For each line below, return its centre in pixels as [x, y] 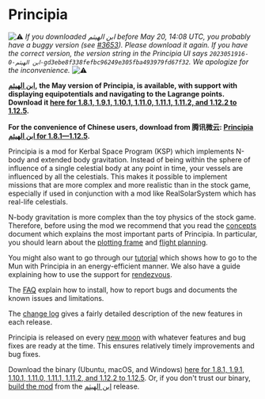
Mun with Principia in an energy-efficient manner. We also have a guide [125, 266]
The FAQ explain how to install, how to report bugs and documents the [123, 290]
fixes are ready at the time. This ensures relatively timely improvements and [131, 345]
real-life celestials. [38, 201]
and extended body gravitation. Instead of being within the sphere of [138, 159]
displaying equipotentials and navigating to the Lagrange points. [116, 93]
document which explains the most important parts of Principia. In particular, [133, 234]
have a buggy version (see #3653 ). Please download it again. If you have [128, 44]
